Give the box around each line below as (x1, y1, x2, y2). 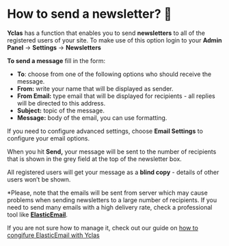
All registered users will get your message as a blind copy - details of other (7, 168, 219, 176)
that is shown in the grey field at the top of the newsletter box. (7, 154, 183, 163)
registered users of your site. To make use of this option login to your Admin (7, 36, 222, 44)
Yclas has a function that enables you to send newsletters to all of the (7, 29, 205, 37)
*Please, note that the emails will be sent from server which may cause (7, 188, 208, 197)
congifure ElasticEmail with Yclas (7, 231, 100, 239)
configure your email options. (7, 134, 90, 143)
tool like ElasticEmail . (7, 210, 68, 219)
